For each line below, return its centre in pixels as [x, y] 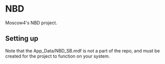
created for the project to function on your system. [58, 56]
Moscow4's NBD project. [31, 23]
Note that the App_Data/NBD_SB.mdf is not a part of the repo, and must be [82, 50]
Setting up [22, 39]
